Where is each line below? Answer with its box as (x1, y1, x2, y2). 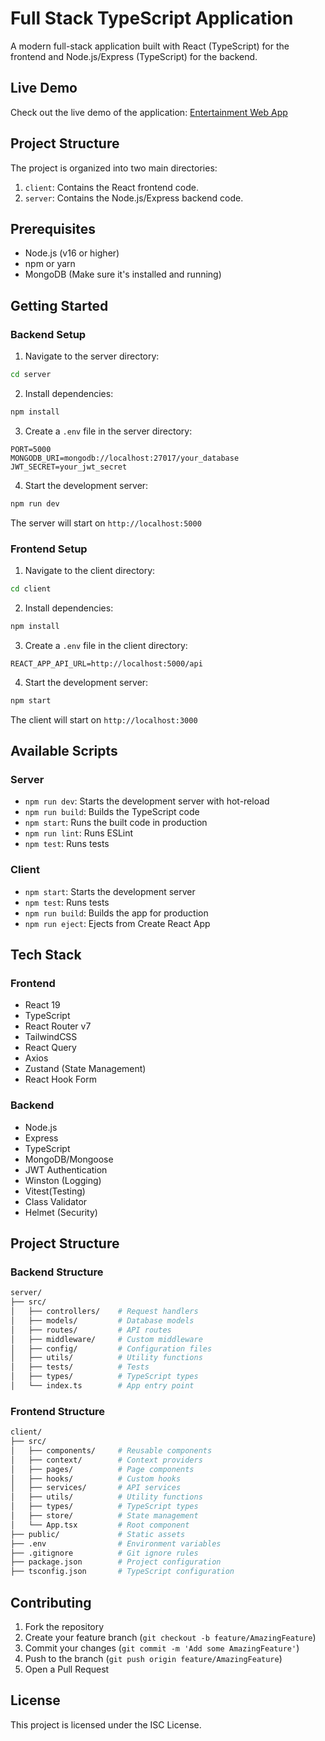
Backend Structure (10, 1265, 104, 1279)
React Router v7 (24, 1020, 92, 1032)
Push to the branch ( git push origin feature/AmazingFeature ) (24, 1653, 283, 1664)
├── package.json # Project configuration (10, 1557, 222, 1567)
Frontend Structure (10, 1404, 106, 1418)
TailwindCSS (24, 1031, 78, 1043)
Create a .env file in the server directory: (24, 425, 193, 437)
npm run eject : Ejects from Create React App (24, 917, 211, 929)
